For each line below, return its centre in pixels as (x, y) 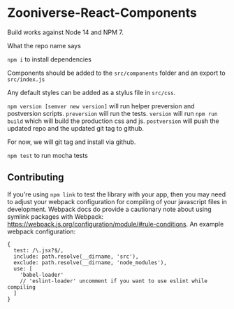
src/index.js (26, 79)
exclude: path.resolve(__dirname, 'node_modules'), (90, 263)
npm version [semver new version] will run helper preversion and (101, 106)
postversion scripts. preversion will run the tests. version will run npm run (112, 113)
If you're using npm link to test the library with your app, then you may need (117, 194)
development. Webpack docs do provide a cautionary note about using (109, 209)
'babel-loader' (42, 275)
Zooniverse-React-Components (102, 13)
